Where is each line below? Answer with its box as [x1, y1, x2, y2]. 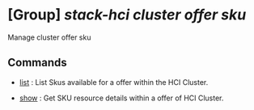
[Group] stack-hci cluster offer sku [7, 6, 247, 24]
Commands [7, 56, 68, 70]
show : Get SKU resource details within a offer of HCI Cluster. [19, 93, 224, 103]
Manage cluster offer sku [7, 32, 91, 42]
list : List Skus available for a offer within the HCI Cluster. [19, 77, 209, 87]
